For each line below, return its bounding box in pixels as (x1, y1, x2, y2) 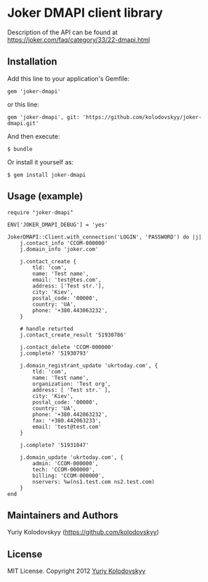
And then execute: (7, 132, 60, 141)
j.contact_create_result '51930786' (20, 331, 127, 339)
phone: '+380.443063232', (32, 306, 109, 314)
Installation (7, 56, 57, 68)
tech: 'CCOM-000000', (32, 466, 96, 473)
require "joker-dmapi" (7, 208, 74, 216)
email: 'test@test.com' (32, 423, 102, 430)
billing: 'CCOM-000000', (32, 472, 105, 479)
